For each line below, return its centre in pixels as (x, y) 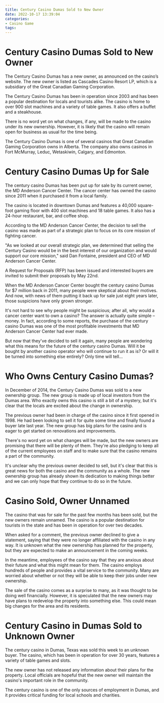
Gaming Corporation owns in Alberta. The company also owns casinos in (79, 147)
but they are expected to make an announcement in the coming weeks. (77, 550)
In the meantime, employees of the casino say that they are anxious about (80, 560)
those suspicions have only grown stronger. (49, 301)
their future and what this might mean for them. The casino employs (74, 565)
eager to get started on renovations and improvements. (61, 431)
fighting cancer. (21, 236)
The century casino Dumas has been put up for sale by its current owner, (79, 185)
